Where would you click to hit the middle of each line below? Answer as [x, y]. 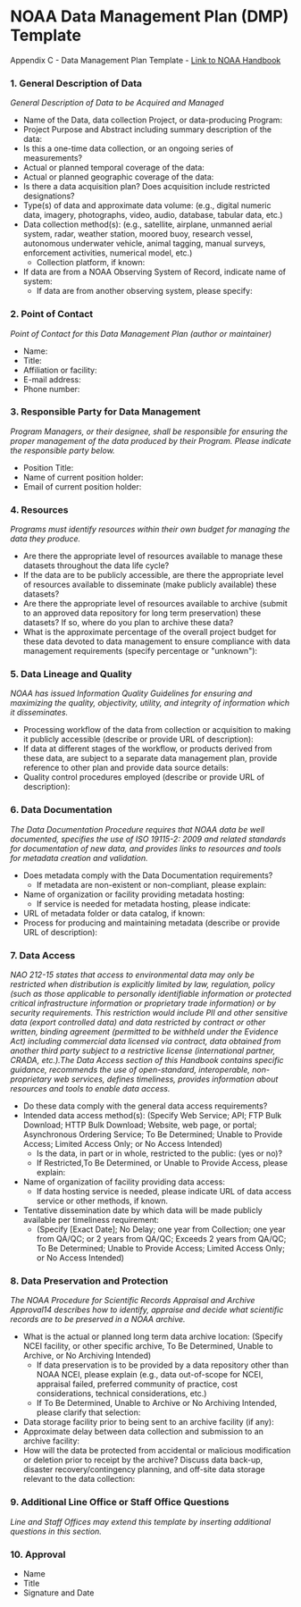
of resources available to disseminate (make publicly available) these [150, 585]
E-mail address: [52, 379]
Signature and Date [59, 1593]
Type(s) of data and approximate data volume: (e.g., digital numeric [147, 205]
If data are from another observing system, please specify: [144, 291]
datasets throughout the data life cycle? [96, 565]
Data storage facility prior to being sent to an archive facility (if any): [149, 1422]
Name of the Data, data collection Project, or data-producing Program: [153, 120]
